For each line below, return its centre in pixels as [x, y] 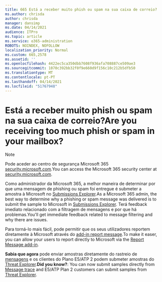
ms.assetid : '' [20, 59]
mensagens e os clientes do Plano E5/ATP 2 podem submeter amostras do [80, 259]
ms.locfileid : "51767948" [31, 86]
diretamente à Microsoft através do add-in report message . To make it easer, [81, 234]
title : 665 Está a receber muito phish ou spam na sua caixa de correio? [81, 9]
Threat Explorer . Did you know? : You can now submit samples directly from [80, 265]
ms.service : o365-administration [39, 41]
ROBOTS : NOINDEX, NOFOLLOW [32, 46]
